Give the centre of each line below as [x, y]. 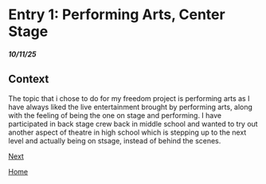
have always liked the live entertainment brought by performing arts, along [131, 107]
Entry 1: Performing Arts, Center [117, 15]
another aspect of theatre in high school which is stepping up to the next [127, 132]
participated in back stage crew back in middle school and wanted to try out [133, 123]
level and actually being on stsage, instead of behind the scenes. [115, 140]
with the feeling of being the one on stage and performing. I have [115, 115]
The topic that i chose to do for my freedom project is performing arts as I [129, 98]
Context [29, 79]
